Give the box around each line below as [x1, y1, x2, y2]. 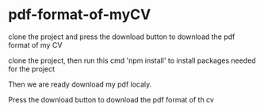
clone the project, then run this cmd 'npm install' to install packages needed [8, 56, 256, 65]
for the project [8, 64, 55, 73]
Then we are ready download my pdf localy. [8, 79, 152, 89]
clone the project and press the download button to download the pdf [8, 32, 235, 41]
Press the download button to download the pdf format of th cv [8, 95, 214, 104]
